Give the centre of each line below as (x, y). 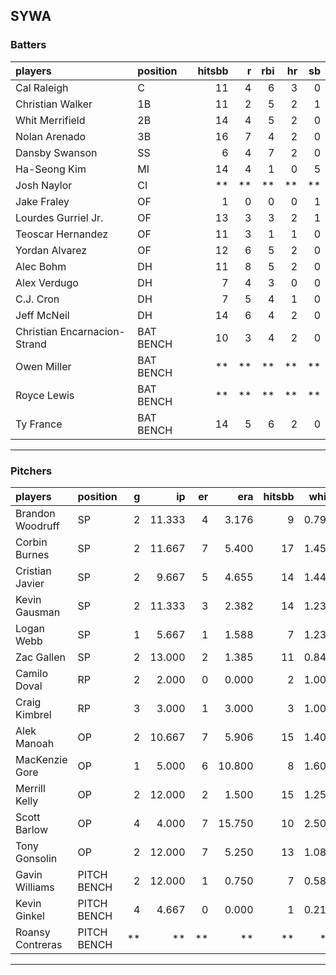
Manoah (35, 743)
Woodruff (37, 526)
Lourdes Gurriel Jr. (59, 217)
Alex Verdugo (47, 282)
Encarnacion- (92, 331)
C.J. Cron (37, 299)
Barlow (31, 829)
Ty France (39, 424)
